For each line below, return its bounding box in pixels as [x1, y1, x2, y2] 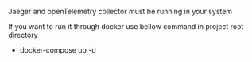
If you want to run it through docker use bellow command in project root [8, 22, 244, 31]
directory [8, 31, 38, 39]
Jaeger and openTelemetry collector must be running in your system [8, 7, 233, 16]
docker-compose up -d [19, 46, 97, 54]
